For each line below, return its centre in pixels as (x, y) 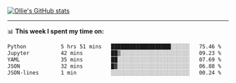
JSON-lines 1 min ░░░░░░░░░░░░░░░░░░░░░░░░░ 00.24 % (114, 73)
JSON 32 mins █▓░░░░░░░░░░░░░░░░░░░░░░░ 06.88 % (114, 66)
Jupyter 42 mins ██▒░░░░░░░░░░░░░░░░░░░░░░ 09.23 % (114, 53)
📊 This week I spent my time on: (55, 31)
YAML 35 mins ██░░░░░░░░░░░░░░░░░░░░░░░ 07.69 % (114, 59)
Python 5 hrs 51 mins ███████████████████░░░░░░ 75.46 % (114, 47)
